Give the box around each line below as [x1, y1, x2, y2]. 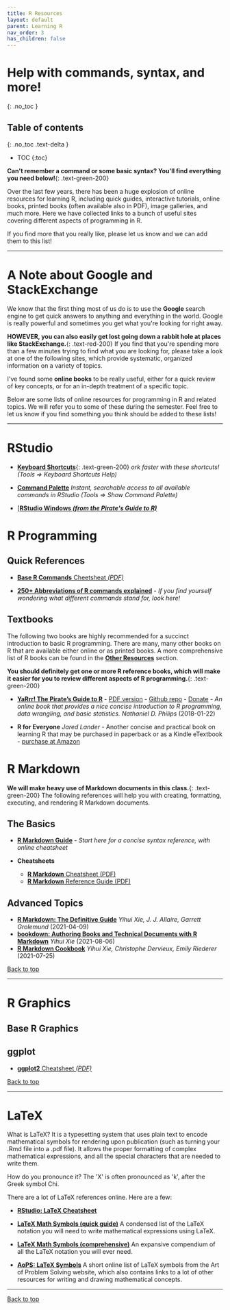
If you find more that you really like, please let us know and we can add [7, 229, 207, 238]
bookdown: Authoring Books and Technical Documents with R [16, 930, 197, 938]
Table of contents [7, 122, 84, 134]
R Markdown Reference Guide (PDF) [27, 877, 131, 885]
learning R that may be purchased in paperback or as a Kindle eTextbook [16, 730, 222, 738]
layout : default [7, 16, 53, 23]
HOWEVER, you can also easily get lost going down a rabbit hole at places [7, 332, 221, 340]
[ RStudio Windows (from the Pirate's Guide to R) [16, 504, 157, 512]
